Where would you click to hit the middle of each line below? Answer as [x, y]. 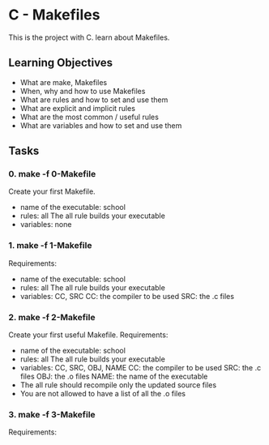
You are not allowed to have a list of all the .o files [103, 394]
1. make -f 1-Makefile [50, 246]
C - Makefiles [54, 15]
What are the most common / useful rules [90, 117]
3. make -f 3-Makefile [52, 414]
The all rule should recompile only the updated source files [118, 385]
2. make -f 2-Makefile [52, 317]
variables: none [46, 225]
